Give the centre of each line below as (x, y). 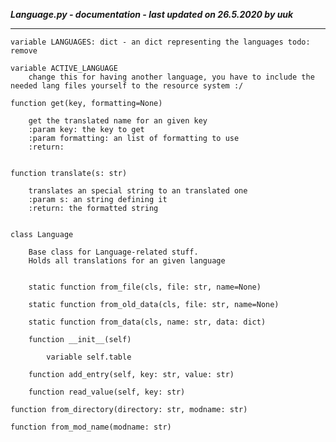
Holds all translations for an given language (127, 261)
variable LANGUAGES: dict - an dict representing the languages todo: (160, 42)
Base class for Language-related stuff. (113, 252)
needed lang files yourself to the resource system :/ (127, 86)
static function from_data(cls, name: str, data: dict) (147, 322)
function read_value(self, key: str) (107, 392)
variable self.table (89, 357)
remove (24, 51)
